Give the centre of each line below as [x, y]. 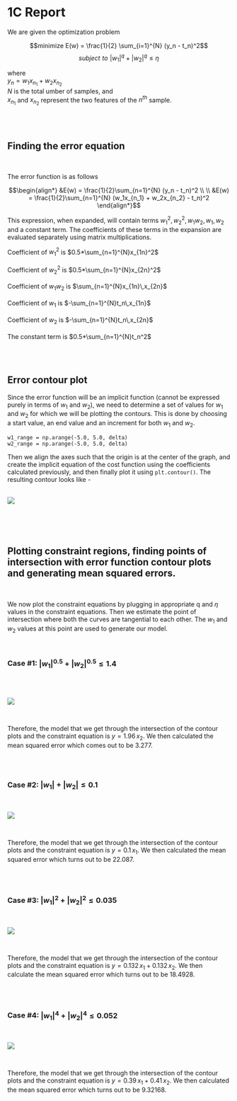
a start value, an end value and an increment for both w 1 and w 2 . [101, 424]
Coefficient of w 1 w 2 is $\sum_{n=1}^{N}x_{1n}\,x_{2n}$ [87, 287]
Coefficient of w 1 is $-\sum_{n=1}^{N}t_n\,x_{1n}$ [79, 304]
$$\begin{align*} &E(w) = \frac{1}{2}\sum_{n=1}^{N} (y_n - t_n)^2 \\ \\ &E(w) [119, 190]
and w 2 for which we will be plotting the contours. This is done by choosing [117, 415]
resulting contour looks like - [49, 480]
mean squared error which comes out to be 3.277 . [80, 745]
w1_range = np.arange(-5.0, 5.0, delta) [68, 438]
